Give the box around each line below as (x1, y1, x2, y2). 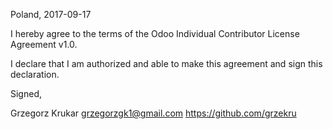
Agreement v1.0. (10, 39, 78, 50)
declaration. (10, 69, 60, 80)
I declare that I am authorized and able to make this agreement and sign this (10, 58, 323, 69)
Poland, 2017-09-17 (10, 9, 92, 20)
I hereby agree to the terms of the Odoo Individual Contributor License (10, 28, 300, 39)
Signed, (10, 88, 42, 99)
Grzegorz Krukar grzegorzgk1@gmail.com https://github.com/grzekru (10, 107, 297, 119)
